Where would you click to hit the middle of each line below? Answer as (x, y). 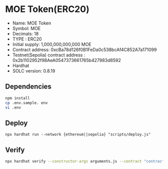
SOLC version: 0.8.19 (34, 70)
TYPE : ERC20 (27, 39)
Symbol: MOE (26, 28)
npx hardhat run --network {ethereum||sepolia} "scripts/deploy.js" (78, 134)
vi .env (13, 107)
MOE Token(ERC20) (47, 9)
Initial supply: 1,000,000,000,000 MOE (52, 44)
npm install (17, 98)
